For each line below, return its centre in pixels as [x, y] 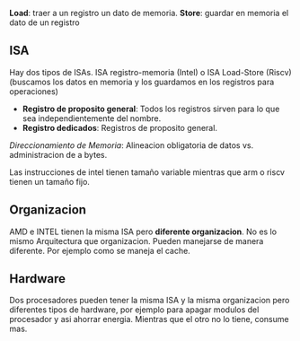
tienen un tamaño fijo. [49, 181]
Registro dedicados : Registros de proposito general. [120, 127]
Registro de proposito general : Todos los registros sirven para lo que [151, 109]
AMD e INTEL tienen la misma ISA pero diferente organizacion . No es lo [143, 232]
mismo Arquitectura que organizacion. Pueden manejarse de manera [137, 240]
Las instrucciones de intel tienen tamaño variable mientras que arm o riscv [147, 172]
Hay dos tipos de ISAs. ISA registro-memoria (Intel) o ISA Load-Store [137, 72]
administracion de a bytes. [58, 154]
